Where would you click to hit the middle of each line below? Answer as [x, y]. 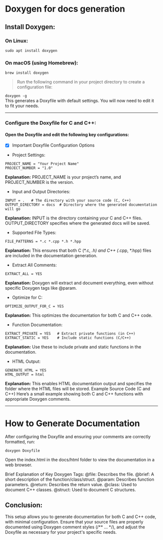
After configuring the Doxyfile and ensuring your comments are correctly [78, 437]
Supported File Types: [34, 233]
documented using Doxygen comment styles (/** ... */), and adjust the [75, 527]
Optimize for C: [27, 297]
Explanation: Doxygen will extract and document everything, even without [79, 283]
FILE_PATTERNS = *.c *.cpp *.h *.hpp [43, 242]
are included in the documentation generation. [51, 256]
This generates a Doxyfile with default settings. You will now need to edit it [80, 101]
